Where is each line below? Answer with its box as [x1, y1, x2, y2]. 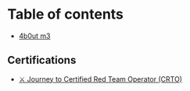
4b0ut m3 [18, 31, 51, 40]
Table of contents [7, 5, 124, 23]
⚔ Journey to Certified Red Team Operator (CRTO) [18, 74, 183, 83]
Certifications [7, 54, 77, 67]
